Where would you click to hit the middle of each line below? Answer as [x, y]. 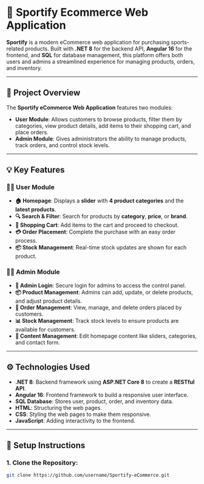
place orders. [32, 132]
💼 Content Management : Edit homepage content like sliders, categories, [106, 336]
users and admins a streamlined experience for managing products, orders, [101, 61]
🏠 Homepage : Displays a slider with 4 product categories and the [99, 201]
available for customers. [45, 329]
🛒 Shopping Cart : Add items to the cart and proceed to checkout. [97, 225]
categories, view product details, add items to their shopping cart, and [103, 126]
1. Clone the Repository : [42, 463]
